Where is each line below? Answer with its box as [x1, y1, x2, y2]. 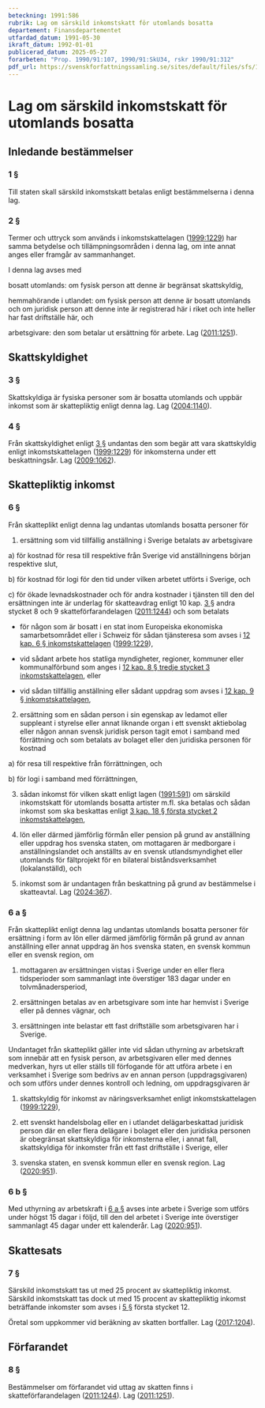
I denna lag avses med [8, 265, 81, 274]
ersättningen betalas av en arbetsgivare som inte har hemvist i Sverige [19, 997, 249, 1006]
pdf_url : [8, 63, 37, 71]
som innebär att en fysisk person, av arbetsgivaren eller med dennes [8, 1053, 232, 1063]
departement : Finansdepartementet [8, 26, 122, 34]
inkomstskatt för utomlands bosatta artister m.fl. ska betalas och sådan [19, 798, 251, 807]
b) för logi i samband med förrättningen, [8, 774, 138, 783]
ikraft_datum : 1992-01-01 [8, 41, 93, 49]
